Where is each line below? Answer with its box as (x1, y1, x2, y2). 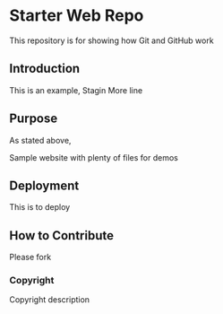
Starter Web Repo (9, 5, 144, 26)
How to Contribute (9, 228, 115, 243)
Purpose (9, 111, 58, 126)
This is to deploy (9, 202, 71, 213)
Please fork (9, 252, 52, 263)
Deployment (9, 178, 80, 193)
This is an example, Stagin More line (9, 84, 143, 95)
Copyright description (9, 294, 90, 305)
